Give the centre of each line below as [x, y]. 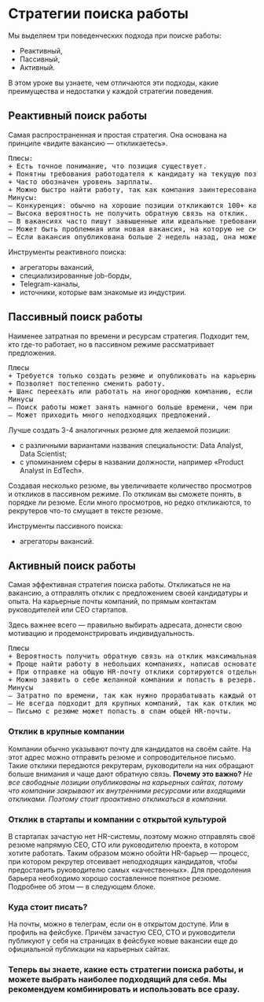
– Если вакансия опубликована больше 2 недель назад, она [122, 237]
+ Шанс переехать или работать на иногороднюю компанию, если [130, 391]
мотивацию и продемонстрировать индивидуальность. [101, 634]
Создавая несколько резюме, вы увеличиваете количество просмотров [130, 486]
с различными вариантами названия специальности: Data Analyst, [131, 445]
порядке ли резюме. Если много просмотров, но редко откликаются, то [130, 502]
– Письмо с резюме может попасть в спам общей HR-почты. [120, 712]
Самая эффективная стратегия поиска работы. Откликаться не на [119, 585]
